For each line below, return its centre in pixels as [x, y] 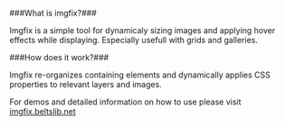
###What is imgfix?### [53, 13]
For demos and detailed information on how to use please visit [125, 102]
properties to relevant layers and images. [86, 84]
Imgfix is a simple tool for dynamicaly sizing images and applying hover [142, 30]
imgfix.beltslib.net [43, 111]
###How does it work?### [59, 57]
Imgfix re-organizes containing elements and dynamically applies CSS [140, 75]
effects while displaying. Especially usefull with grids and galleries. [133, 40]
